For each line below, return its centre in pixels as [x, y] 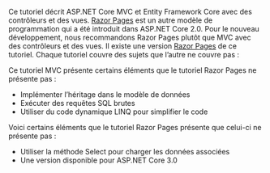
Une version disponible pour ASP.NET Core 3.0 [99, 160]
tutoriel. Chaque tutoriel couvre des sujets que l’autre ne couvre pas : [124, 55]
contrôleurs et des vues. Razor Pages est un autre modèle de [111, 20]
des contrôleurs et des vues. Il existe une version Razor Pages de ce [123, 46]
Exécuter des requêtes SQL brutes [77, 103]
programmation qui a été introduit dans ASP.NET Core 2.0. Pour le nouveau [134, 29]
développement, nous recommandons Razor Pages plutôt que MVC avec [130, 37]
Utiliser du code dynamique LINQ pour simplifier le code [114, 112]
